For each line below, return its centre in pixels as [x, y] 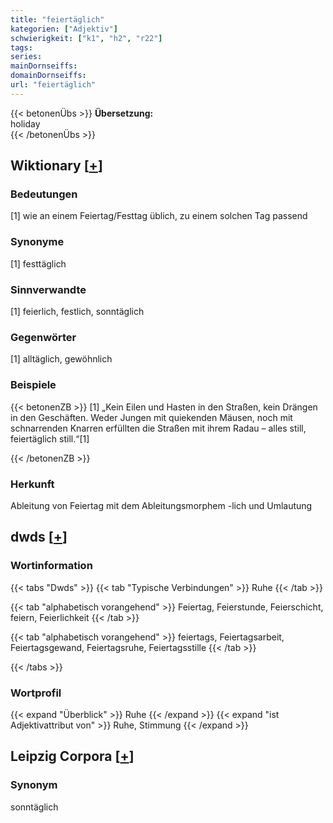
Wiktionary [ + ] [56, 166]
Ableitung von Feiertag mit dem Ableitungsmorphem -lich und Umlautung [161, 505]
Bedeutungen [44, 194]
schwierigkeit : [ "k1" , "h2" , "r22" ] [86, 38]
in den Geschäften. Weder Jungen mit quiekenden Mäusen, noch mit [151, 417]
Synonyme [37, 242]
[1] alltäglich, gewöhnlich [61, 359]
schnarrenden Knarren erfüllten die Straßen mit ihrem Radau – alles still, [158, 428]
